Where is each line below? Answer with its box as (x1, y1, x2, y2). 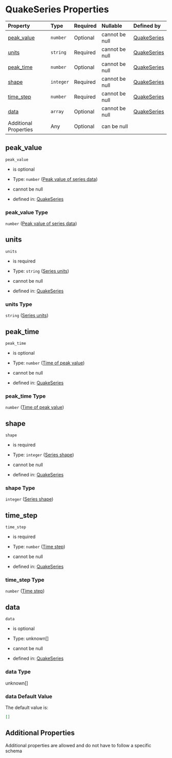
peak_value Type (5, 209, 48, 216)
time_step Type (5, 577, 45, 584)
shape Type (5, 485, 35, 491)
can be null (101, 122, 128, 130)
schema (5, 748, 22, 754)
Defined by (133, 22, 161, 29)
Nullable (101, 22, 122, 29)
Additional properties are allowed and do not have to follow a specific (5, 742, 152, 748)
